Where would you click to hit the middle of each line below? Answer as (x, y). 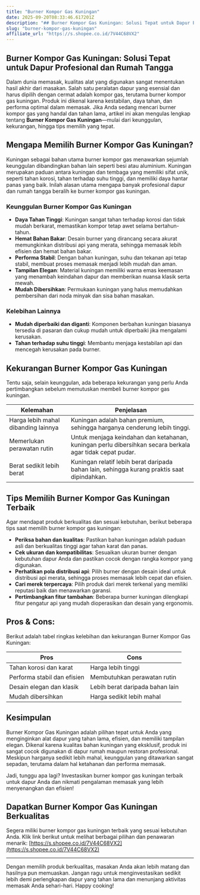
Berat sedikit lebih (34, 466)
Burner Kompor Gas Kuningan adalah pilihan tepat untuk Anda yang (89, 732)
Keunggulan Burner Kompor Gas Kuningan (69, 207)
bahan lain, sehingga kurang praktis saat (127, 469)
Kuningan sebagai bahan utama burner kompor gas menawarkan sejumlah (97, 159)
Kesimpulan (29, 718)
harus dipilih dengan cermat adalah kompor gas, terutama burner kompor (96, 94)
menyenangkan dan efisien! (40, 788)
